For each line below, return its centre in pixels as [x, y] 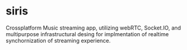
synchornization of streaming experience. [58, 40]
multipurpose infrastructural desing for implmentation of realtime [87, 34]
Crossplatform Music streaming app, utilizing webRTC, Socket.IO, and [94, 28]
